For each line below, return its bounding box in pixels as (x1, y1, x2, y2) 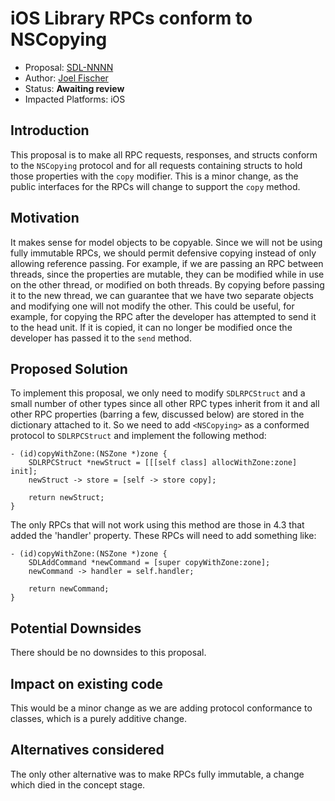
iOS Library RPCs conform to (10, 7, 253, 30)
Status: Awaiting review (24, 82, 125, 94)
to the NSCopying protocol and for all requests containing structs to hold (10, 159, 303, 171)
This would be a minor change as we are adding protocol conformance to (10, 702, 313, 714)
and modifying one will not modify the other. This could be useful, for (10, 300, 295, 312)
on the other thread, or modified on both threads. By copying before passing (10, 278, 325, 291)
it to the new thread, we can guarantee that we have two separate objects (10, 289, 314, 301)
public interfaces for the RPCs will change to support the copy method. (10, 180, 301, 192)
